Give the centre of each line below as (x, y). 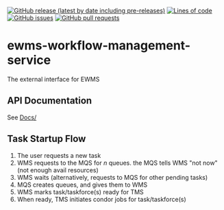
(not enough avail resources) (58, 170)
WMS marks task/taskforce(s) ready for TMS (80, 191)
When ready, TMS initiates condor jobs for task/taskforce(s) (101, 199)
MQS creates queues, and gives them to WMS (82, 185)
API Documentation (50, 101)
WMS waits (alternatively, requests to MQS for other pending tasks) (112, 177)
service (29, 60)
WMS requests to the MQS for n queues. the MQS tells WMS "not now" (117, 163)
